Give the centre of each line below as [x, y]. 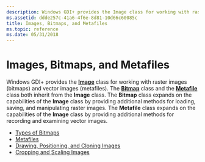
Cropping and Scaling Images [52, 152]
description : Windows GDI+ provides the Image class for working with [98, 12]
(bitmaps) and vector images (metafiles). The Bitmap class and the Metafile [102, 89]
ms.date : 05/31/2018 [33, 35]
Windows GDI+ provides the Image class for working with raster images [97, 82]
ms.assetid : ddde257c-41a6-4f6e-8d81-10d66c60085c [72, 18]
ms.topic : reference [33, 29]
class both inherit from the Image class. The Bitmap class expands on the [99, 95]
